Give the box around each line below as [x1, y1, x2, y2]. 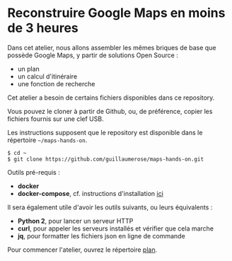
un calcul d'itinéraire [17, 72, 78, 81]
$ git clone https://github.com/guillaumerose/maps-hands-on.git [7, 156, 204, 163]
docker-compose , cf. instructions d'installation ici [17, 189, 164, 197]
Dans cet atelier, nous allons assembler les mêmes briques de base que [7, 43, 216, 52]
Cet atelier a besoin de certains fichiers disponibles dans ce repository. [7, 93, 215, 102]
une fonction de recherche [17, 79, 95, 88]
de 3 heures [7, 20, 79, 36]
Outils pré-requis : [7, 168, 60, 176]
